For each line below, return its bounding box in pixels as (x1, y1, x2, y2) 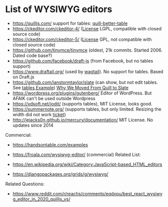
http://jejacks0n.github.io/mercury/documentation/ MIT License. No (12, 117, 153, 123)
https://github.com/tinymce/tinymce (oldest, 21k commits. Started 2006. (12, 47, 163, 53)
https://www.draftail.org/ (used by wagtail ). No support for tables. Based (12, 68, 163, 74)
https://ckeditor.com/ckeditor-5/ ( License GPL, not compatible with (12, 36, 152, 42)
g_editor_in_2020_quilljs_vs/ (12, 196, 71, 202)
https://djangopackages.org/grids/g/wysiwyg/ (12, 171, 108, 177)
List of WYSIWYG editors (5, 4, 113, 15)
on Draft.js (12, 74, 34, 80)
